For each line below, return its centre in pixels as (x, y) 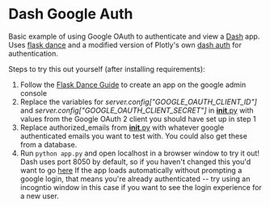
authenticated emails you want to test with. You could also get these (134, 136)
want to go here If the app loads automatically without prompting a (131, 170)
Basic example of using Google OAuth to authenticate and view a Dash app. (134, 36)
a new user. (39, 196)
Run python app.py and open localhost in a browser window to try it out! (140, 153)
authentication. (34, 53)
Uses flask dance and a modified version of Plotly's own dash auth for (125, 44)
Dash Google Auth (71, 14)
